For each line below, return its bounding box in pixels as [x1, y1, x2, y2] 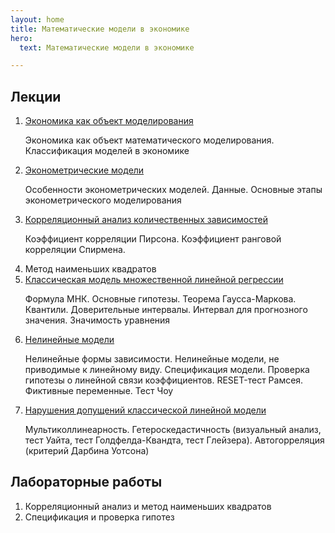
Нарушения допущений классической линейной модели [24, 404, 267, 416]
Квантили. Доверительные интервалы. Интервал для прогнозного [24, 304, 308, 316]
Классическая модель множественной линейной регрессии [24, 274, 284, 286]
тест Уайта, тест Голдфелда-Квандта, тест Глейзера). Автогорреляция [24, 434, 325, 446]
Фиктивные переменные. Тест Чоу [24, 385, 174, 397]
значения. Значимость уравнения [24, 314, 171, 326]
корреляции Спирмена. [24, 244, 126, 256]
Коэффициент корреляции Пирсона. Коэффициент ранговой [24, 233, 282, 245]
